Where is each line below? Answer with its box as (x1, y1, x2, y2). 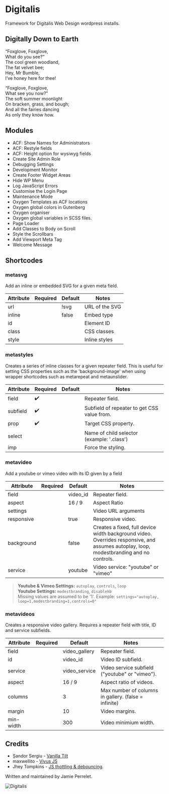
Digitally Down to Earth (5, 35, 79, 43)
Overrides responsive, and (93, 536, 156, 543)
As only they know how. (5, 112, 54, 118)
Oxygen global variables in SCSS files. (12, 215, 92, 221)
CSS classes (84, 328, 114, 335)
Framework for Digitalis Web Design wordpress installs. (5, 20, 120, 26)
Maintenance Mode (12, 193, 53, 199)
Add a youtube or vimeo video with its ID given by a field (5, 470, 122, 477)
